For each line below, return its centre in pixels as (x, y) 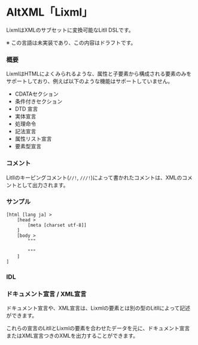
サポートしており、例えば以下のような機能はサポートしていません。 (90, 81)
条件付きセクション (39, 102)
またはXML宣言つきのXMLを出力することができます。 (72, 336)
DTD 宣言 (26, 109)
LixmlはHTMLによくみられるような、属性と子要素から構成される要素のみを (99, 74)
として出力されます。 (42, 185)
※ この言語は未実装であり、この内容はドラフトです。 (71, 42)
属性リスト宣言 (33, 139)
